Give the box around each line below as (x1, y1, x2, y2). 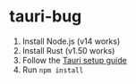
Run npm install (21, 64, 84, 75)
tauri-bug (9, 6, 82, 27)
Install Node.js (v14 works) (21, 36, 121, 46)
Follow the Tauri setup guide (21, 55, 127, 65)
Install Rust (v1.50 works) (21, 45, 115, 55)
